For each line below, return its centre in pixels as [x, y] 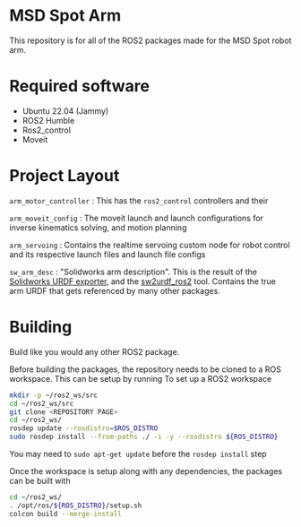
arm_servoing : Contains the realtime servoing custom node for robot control [150, 245]
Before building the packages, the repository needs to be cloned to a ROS [146, 369]
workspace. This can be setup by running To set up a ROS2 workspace [141, 378]
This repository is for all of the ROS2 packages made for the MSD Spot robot [150, 40]
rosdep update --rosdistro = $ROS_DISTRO [84, 428]
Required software [80, 86]
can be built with [40, 481]
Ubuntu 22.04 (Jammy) [65, 111]
